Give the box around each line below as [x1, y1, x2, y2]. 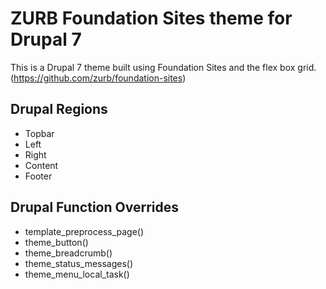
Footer [24, 170, 53, 182]
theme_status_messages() [24, 257, 134, 269]
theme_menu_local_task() [24, 268, 130, 280]
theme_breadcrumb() [24, 247, 113, 259]
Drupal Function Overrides [10, 199, 179, 216]
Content [24, 159, 59, 171]
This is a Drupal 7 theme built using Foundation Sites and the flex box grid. [10, 61, 317, 73]
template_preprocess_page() [24, 225, 145, 237]
